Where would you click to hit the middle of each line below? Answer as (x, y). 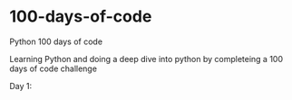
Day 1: (21, 86)
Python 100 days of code (56, 41)
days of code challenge (54, 68)
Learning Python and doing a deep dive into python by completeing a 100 (146, 59)
